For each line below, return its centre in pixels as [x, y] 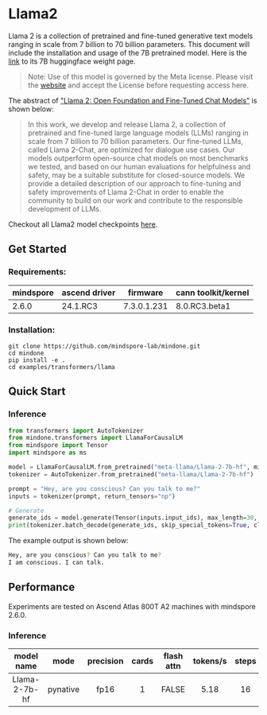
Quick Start [37, 392]
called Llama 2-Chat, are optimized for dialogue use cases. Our [132, 150]
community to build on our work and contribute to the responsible [135, 200]
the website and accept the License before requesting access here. [138, 85]
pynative [64, 690]
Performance [42, 587]
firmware [146, 293]
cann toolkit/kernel [213, 293]
